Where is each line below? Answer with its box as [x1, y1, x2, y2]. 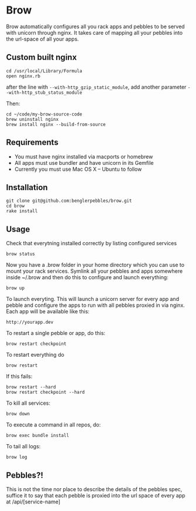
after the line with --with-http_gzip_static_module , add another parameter [6, 83, 187, 90]
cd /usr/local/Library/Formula [6, 68, 82, 74]
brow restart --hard [6, 384, 57, 390]
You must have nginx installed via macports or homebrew [14, 153, 153, 160]
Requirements [6, 137, 59, 147]
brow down [6, 411, 30, 417]
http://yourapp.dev [6, 319, 54, 326]
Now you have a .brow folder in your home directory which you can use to [6, 262, 185, 269]
